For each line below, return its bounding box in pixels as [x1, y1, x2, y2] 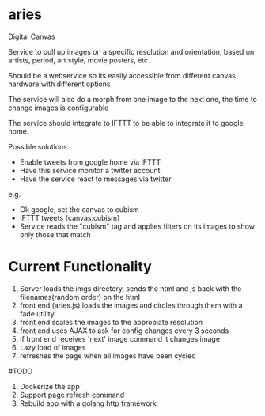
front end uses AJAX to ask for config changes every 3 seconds [19, 326, 229, 335]
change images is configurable [8, 103, 109, 112]
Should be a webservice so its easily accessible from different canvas [8, 70, 236, 80]
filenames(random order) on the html [19, 292, 141, 301]
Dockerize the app [19, 381, 81, 391]
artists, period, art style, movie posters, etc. [8, 55, 150, 65]
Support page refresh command [19, 390, 125, 399]
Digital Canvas [8, 32, 55, 41]
